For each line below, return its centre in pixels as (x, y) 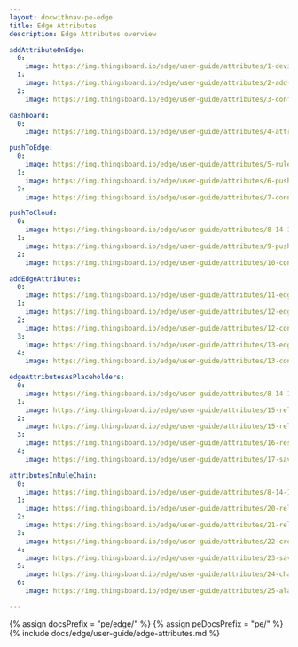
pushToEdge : (31, 148)
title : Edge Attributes (53, 26)
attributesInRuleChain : (53, 475)
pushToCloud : (33, 214)
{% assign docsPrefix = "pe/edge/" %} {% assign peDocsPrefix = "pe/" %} (146, 624)
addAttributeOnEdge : (47, 50)
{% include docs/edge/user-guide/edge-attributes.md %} (114, 633)
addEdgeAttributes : (45, 279)
